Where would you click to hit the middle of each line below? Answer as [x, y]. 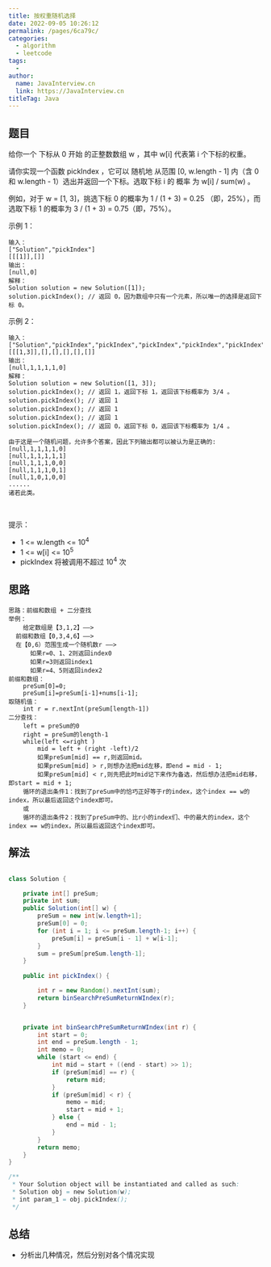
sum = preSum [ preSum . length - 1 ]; [92, 954]
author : [21, 76]
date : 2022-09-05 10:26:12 [54, 23]
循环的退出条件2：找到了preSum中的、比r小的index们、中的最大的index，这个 [136, 817]
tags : [17, 61]
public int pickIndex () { [67, 976]
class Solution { [38, 879]
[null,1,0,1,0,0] [38, 477]
